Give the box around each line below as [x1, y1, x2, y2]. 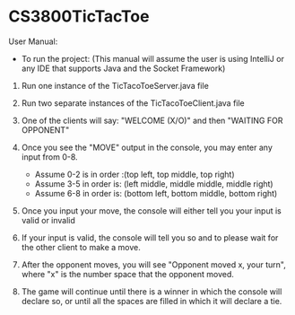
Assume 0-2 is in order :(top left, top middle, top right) [34, 169, 235, 179]
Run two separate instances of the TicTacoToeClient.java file [21, 97, 246, 109]
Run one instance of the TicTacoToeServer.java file [21, 80, 210, 91]
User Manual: [8, 36, 58, 47]
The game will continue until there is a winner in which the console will [21, 285, 282, 297]
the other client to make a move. [21, 241, 141, 252]
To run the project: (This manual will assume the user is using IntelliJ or [21, 53, 284, 64]
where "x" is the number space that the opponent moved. [21, 268, 235, 279]
